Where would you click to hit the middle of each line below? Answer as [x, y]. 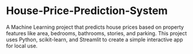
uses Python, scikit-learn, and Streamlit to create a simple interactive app [95, 39]
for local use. [22, 46]
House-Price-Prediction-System [87, 11]
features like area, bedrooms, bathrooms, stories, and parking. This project [97, 33]
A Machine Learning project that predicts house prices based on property [95, 27]
